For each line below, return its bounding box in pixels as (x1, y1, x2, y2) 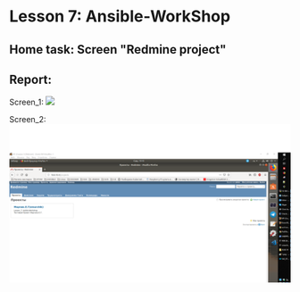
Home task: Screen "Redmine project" (9, 42, 227, 57)
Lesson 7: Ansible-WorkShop (9, 6, 230, 27)
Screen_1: (9, 96, 45, 108)
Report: (9, 71, 52, 87)
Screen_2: (9, 114, 46, 125)
